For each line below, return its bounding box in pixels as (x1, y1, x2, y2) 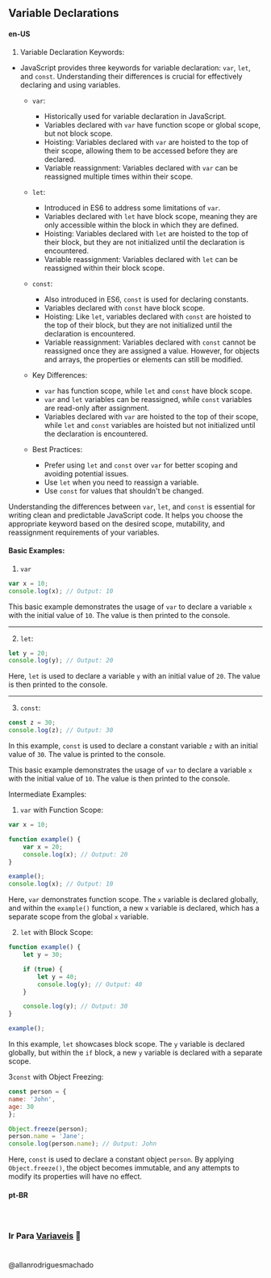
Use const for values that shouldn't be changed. (44, 485, 204, 496)
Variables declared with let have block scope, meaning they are (44, 211, 258, 221)
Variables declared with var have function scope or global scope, (44, 120, 261, 129)
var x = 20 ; (23, 843, 63, 851)
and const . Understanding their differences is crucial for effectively (19, 71, 243, 81)
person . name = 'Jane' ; (8, 1132, 85, 1140)
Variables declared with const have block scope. (44, 303, 206, 312)
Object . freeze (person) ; (8, 1124, 89, 1133)
